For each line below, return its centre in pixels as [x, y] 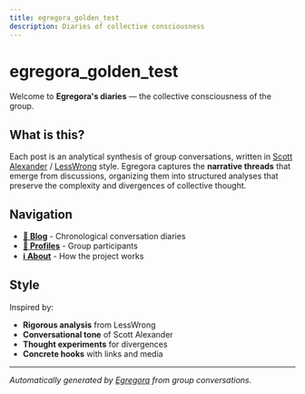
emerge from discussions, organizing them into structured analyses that [144, 176]
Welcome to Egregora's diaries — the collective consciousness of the [141, 96]
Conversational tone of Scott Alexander [98, 334]
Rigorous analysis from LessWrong [89, 325]
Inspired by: [32, 307]
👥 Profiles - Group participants [80, 246]
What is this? [47, 134]
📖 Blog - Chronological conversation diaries [104, 237]
